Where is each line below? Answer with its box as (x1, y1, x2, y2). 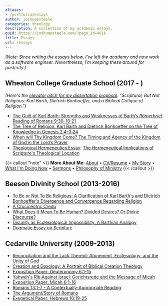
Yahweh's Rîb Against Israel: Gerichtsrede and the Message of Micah (12, 274, 155, 280)
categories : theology (5, 21, 50, 27)
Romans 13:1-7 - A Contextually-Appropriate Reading (12, 284, 121, 291)
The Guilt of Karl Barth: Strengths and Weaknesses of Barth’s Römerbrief (12, 112, 162, 118)
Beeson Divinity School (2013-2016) (5, 179, 120, 188)
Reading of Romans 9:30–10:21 (12, 118, 76, 124)
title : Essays (5, 36, 35, 41)
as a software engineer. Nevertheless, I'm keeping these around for (5, 59, 144, 65)
